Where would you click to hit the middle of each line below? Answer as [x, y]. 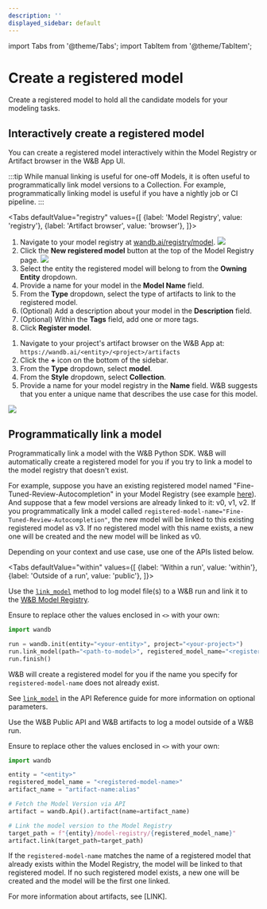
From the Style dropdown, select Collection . [93, 377]
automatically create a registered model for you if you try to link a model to [130, 462]
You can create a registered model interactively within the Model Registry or [133, 153]
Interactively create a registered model [106, 133]
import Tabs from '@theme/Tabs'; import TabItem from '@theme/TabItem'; [130, 45]
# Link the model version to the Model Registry [90, 825]
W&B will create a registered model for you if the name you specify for [123, 674]
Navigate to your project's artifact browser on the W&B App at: [122, 343]
